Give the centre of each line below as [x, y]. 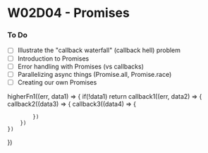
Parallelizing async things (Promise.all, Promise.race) [94, 74]
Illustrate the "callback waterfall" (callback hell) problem [99, 50]
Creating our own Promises [57, 82]
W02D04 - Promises [69, 13]
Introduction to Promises [53, 59]
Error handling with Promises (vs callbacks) [81, 66]
